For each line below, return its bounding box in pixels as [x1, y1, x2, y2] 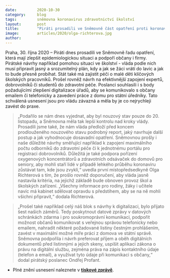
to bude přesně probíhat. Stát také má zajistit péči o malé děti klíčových [5, 71, 154, 77]
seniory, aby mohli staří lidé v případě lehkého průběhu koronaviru [17, 161, 156, 167]
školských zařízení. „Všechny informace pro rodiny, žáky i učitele [17, 182, 153, 189]
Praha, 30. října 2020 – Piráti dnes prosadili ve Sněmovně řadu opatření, [5, 49, 155, 56]
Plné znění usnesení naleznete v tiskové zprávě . [12, 266, 114, 273]
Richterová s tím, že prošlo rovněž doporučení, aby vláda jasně [17, 172, 149, 178]
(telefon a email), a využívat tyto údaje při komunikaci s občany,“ [17, 251, 153, 258]
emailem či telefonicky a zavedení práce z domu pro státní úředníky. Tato [5, 92, 158, 99]
